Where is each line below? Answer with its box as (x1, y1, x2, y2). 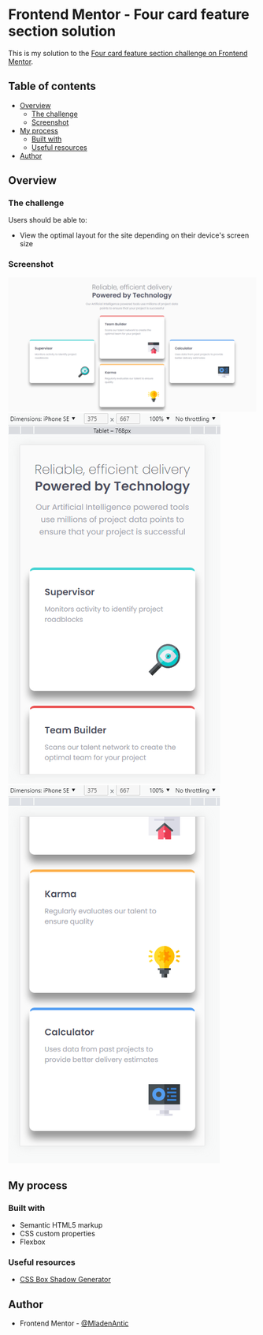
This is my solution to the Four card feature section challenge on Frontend (8, 48, 248, 58)
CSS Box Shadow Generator (19, 1275, 112, 1284)
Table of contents (8, 80, 96, 93)
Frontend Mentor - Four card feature (8, 6, 250, 24)
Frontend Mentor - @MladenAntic (19, 1318, 129, 1328)
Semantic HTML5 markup (19, 1221, 103, 1230)
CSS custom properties (19, 1229, 96, 1239)
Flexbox (19, 1237, 46, 1247)
